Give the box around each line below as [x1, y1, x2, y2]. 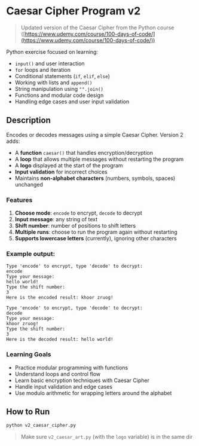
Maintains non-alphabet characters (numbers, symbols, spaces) [14, 175, 176, 182]
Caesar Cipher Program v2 [6, 4, 141, 18]
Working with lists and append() [14, 79, 93, 86]
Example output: [6, 249, 56, 258]
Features [6, 195, 33, 204]
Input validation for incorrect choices [14, 168, 108, 175]
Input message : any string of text [14, 216, 98, 223]
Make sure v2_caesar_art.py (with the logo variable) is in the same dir [20, 433, 193, 441]
